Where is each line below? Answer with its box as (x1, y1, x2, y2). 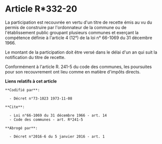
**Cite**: (5, 104, 25, 109)
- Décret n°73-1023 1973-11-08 (9, 96, 73, 101)
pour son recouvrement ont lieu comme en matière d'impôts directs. (5, 69, 141, 74)
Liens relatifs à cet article (5, 78, 57, 84)
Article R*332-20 (5, 3, 77, 14)
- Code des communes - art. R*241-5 (9, 117, 83, 122)
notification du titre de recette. (5, 54, 66, 60)
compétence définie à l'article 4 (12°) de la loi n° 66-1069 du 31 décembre (5, 35, 152, 41)
